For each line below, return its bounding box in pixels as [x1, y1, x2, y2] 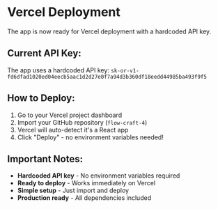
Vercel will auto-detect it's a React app [17, 125, 129, 134]
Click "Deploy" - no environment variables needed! [17, 133, 164, 141]
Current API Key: [7, 47, 81, 59]
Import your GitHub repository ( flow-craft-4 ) [17, 118, 148, 126]
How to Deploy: [7, 92, 75, 104]
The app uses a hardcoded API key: [7, 65, 110, 74]
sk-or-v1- [111, 67, 139, 74]
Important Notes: [7, 153, 84, 164]
